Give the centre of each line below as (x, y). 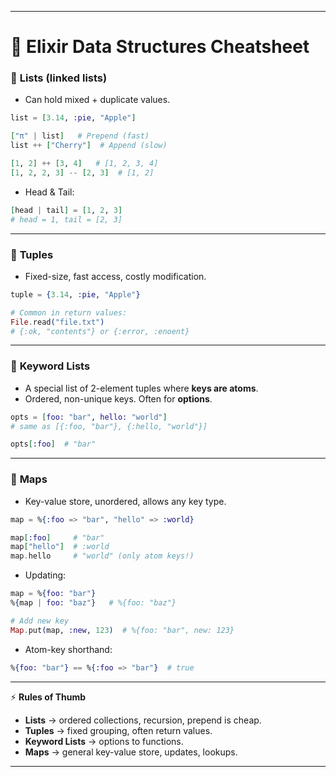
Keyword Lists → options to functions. (104, 741)
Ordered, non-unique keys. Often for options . (118, 398)
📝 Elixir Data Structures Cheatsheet (160, 47)
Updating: (45, 575)
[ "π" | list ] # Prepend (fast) (80, 136)
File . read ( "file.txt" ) (57, 322)
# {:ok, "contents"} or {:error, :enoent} (100, 331)
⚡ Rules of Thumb (48, 697)
